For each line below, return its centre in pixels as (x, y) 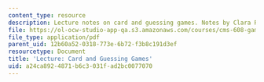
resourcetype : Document (47, 52)
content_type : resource (47, 15)
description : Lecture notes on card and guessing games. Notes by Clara (130, 23)
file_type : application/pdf (54, 37)
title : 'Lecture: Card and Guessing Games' (81, 59)
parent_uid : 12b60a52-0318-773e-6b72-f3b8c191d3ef (93, 45)
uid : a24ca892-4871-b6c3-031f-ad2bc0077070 (81, 66)
